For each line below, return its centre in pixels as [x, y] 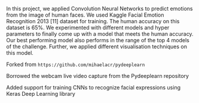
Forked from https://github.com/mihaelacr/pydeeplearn [76, 64]
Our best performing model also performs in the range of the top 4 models [98, 40]
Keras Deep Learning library [41, 94]
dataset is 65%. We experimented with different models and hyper [88, 27]
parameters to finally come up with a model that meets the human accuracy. [100, 34]
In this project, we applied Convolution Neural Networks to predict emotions [99, 9]
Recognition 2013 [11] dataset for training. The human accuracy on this [93, 21]
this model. [20, 53]
